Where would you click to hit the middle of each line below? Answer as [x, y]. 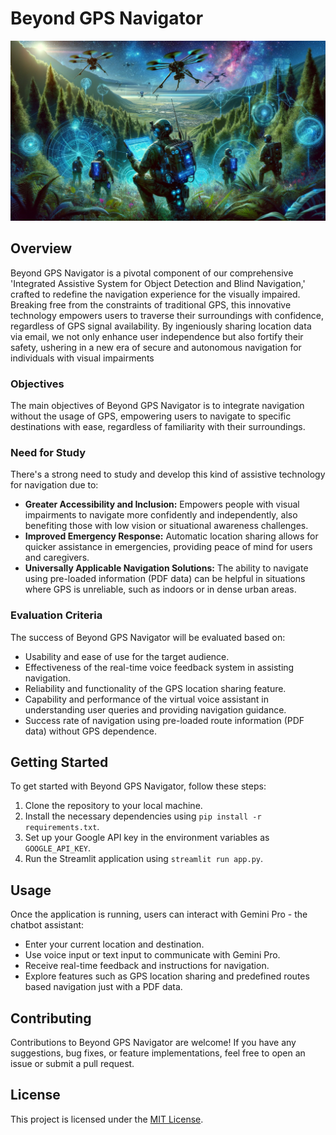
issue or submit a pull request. [72, 1063]
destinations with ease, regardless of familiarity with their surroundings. [158, 426]
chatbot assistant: [47, 925]
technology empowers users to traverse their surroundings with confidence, [167, 315]
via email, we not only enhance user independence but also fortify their [157, 336]
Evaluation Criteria [56, 615]
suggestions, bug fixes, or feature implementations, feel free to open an [158, 1053]
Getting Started [59, 762]
